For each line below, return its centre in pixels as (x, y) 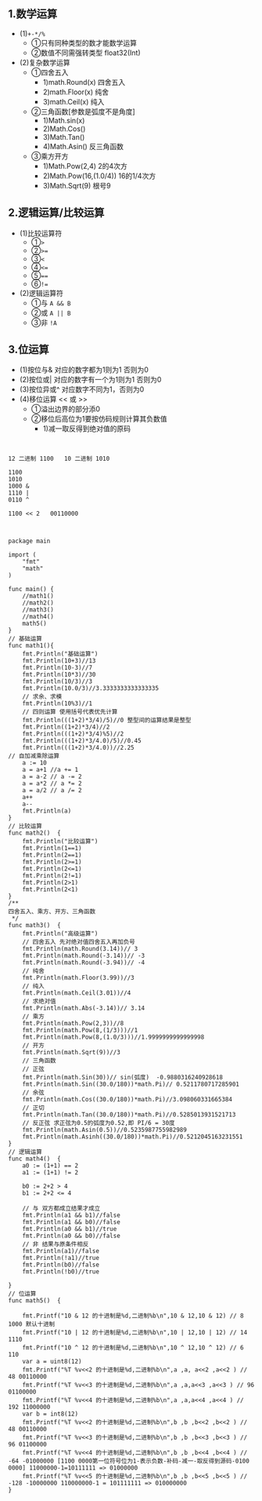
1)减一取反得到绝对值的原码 (87, 429)
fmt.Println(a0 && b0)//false (72, 1236)
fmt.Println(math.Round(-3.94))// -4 (84, 963)
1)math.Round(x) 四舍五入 (84, 82)
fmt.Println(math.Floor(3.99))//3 (78, 978)
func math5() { (34, 1301)
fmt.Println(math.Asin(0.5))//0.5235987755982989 (105, 1130)
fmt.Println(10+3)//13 (59, 661)
